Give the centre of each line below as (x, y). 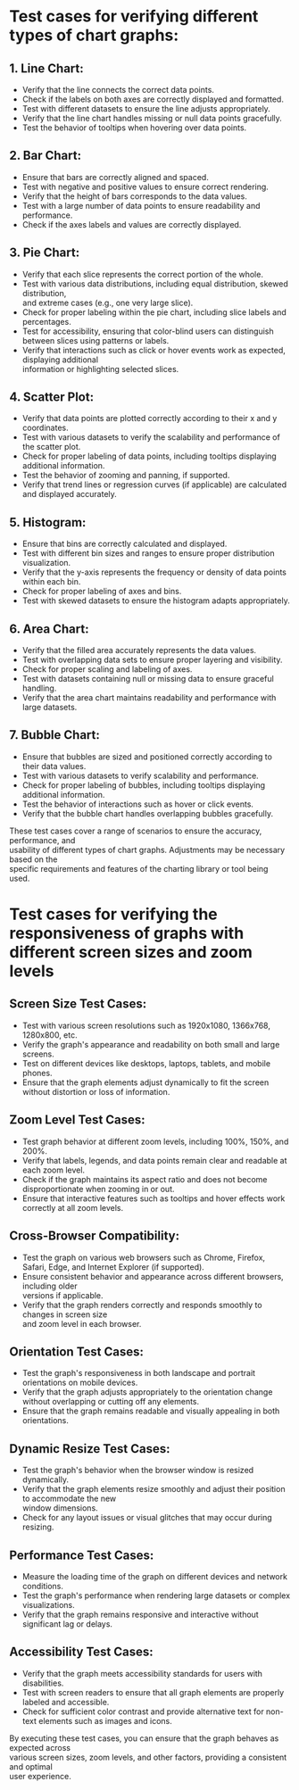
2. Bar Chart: (46, 156)
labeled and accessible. (66, 1702)
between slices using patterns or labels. (96, 340)
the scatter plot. (51, 447)
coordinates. (45, 428)
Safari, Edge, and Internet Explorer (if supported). (113, 1267)
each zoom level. (54, 1170)
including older (50, 1286)
